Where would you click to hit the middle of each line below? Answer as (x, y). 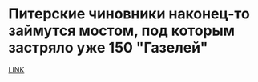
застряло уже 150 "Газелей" (108, 48)
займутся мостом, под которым (121, 31)
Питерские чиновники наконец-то (129, 14)
